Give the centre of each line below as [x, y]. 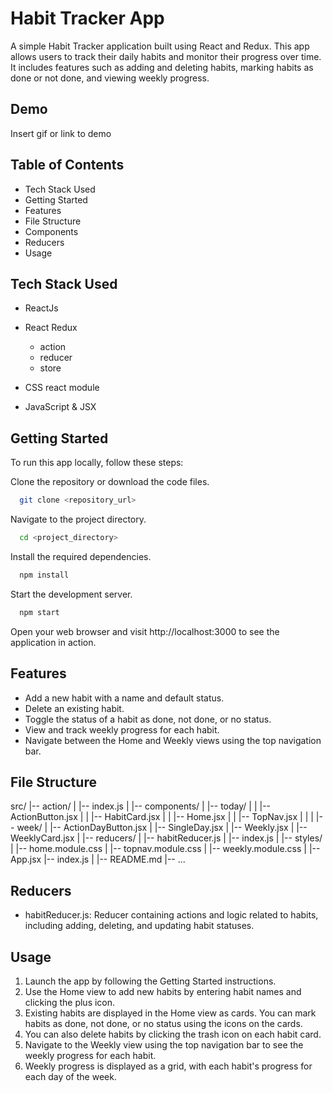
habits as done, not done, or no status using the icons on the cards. [163, 1023]
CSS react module [62, 388]
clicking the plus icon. [70, 1002]
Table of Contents [67, 165]
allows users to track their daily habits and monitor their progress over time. [166, 56]
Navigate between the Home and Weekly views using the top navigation [173, 740]
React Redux [51, 328]
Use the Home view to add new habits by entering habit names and [163, 991]
